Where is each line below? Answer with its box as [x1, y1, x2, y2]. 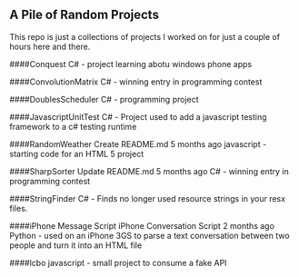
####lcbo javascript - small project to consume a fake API [9, 257, 227, 268]
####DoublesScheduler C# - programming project [9, 94, 199, 104]
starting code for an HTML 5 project [9, 148, 144, 159]
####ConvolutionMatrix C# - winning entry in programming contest [9, 76, 263, 87]
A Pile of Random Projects [9, 7, 159, 23]
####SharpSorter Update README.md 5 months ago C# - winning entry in [9, 165, 289, 176]
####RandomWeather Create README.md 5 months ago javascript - [9, 138, 267, 149]
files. [9, 203, 28, 213]
